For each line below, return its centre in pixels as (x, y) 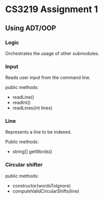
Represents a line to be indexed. (38, 132)
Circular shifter (24, 165)
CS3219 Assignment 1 (51, 9)
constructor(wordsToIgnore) (42, 185)
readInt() (22, 103)
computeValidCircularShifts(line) (46, 191)
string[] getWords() (32, 152)
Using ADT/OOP (31, 28)
